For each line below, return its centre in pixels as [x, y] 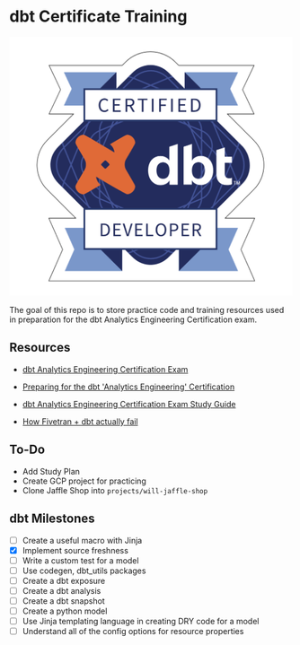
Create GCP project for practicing [84, 481]
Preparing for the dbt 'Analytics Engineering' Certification [128, 387]
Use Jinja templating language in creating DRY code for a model [141, 622]
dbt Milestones [53, 519]
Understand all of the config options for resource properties [133, 632]
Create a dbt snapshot [63, 601]
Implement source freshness [75, 550]
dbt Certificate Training [98, 17]
